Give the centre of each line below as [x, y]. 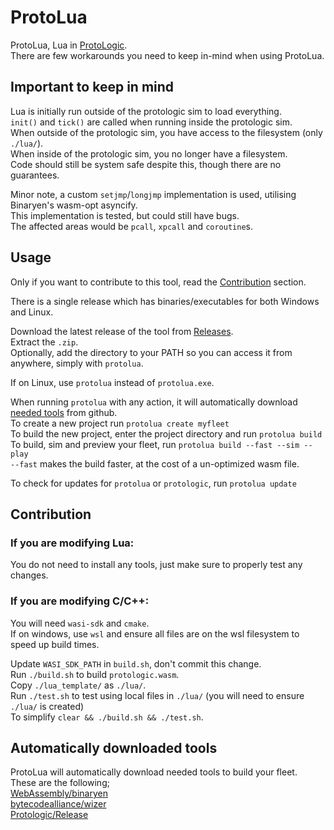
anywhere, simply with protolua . [77, 363]
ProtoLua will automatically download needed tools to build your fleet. [154, 772]
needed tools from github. [64, 412]
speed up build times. [55, 644]
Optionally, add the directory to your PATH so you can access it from [151, 352]
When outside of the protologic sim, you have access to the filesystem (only [166, 132]
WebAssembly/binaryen [59, 793]
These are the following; [60, 783]
